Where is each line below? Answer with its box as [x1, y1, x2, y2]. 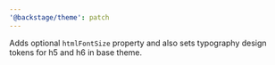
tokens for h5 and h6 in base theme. [9, 46, 143, 58]
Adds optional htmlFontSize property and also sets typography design [9, 37, 267, 48]
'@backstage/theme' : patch [9, 12, 110, 22]
